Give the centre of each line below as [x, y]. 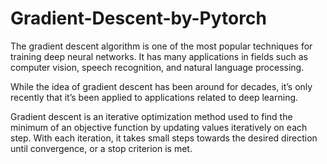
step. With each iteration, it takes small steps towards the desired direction [164, 138]
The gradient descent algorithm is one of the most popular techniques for [161, 46]
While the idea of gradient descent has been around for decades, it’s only [161, 86]
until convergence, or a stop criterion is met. [101, 148]
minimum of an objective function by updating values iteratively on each [159, 127]
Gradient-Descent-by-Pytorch [138, 18]
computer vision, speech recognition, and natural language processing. [157, 67]
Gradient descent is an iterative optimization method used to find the [151, 116]
